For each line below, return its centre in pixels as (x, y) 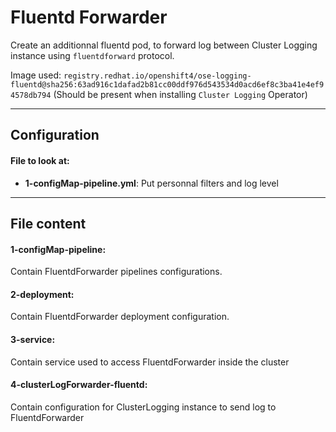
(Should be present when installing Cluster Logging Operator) (180, 94)
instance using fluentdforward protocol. (92, 55)
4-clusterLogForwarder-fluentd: (79, 385)
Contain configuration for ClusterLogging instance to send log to (143, 407)
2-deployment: (42, 294)
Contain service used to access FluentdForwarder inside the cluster (150, 362)
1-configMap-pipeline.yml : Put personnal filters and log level (151, 183)
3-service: (33, 339)
